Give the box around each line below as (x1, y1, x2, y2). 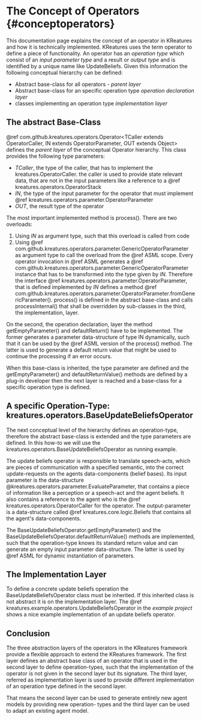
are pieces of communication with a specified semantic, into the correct (6, 464, 184, 471)
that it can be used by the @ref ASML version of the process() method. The (6, 340, 193, 347)
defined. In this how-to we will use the (6, 439, 101, 446)
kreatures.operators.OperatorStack (14, 183, 102, 190)
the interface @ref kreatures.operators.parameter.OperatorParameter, (14, 277, 188, 284)
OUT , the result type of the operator (14, 202, 104, 209)
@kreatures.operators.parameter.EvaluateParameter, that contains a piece (6, 483, 190, 490)
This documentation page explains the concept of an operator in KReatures (6, 37, 192, 44)
